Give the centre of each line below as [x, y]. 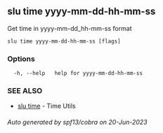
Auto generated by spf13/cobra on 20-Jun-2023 [77, 122]
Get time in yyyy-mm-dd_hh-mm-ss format [70, 28]
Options [21, 59]
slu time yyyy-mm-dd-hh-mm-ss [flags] [64, 41]
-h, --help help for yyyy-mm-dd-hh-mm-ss [78, 73]
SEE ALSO [25, 91]
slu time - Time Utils [46, 106]
